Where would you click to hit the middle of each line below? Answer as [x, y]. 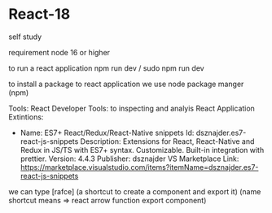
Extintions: [26, 117]
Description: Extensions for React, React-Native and [167, 141]
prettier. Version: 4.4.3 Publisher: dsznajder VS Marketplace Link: [129, 159]
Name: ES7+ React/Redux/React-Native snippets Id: [107, 133]
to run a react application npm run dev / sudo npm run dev [107, 68]
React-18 [39, 14]
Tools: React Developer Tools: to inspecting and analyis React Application [132, 108]
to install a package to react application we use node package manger [126, 84]
